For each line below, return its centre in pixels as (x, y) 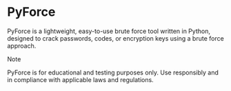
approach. (22, 45)
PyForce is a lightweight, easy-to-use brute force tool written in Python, (109, 31)
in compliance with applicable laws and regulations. (80, 79)
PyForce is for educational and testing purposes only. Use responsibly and (113, 72)
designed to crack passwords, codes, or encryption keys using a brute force (115, 38)
